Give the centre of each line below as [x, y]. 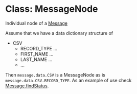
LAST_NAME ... [36, 59]
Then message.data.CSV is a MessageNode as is [55, 74]
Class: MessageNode [52, 9]
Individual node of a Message [37, 23]
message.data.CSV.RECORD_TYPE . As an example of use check [68, 80]
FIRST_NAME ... [37, 54]
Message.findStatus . [27, 86]
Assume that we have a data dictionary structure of [59, 33]
